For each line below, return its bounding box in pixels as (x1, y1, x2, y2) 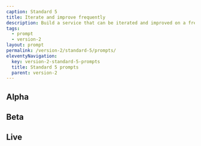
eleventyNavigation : (6, 53, 58, 59)
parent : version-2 (11, 70, 58, 76)
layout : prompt (6, 42, 44, 48)
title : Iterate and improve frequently (6, 14, 106, 20)
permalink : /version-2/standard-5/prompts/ (6, 48, 117, 54)
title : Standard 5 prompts (11, 64, 79, 70)
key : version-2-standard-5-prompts (11, 58, 100, 64)
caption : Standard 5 (6, 8, 58, 15)
